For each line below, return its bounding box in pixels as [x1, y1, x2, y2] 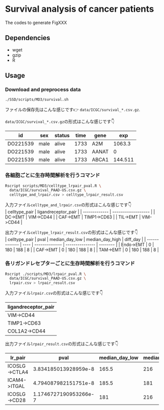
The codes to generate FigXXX [5, 20, 67, 25]
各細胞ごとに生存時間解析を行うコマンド [5, 172, 100, 179]
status [54, 132, 70, 139]
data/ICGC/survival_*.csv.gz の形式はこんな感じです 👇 [5, 119, 115, 124]
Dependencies [5, 34, 50, 42]
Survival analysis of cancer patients [5, 3, 154, 15]
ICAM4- [7, 377, 27, 384]
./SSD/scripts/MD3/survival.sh [5, 97, 69, 102]
